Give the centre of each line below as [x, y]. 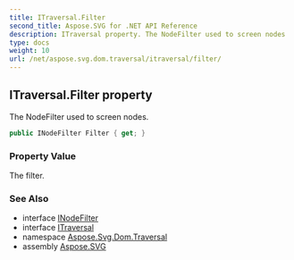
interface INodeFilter [60, 218]
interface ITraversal [58, 228]
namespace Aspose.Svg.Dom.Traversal [95, 237]
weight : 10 [29, 51]
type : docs [29, 42]
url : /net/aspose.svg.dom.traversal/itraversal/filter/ [115, 59]
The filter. [27, 175]
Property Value [43, 155]
